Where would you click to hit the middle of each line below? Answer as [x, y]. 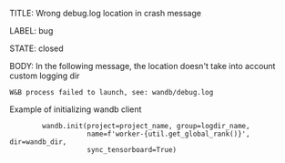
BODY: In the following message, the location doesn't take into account [142, 66]
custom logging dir [45, 76]
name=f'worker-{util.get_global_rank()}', [168, 134]
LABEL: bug [31, 31]
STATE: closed [36, 48]
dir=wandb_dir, [38, 142]
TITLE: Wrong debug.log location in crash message [106, 13]
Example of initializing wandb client [76, 109]
